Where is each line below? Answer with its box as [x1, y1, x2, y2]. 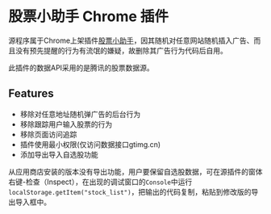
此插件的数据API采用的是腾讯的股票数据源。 [8, 62, 155, 73]
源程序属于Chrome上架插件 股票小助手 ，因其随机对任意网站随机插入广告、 [8, 36, 254, 45]
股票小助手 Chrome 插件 [8, 7, 169, 26]
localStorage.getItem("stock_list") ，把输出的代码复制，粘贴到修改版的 [8, 187, 252, 196]
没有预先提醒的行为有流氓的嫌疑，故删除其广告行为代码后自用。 [15, 45, 227, 55]
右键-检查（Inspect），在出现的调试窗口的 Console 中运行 [8, 177, 193, 187]
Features [8, 86, 54, 101]
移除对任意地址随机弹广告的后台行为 [19, 109, 141, 119]
